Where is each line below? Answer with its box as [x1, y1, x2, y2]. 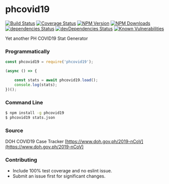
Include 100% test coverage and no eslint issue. [12, 168, 112, 174]
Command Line [5, 99, 43, 106]
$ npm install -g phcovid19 [5, 110, 65, 115]
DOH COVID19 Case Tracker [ [5, 138, 67, 144]
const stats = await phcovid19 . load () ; [14, 77, 98, 83]
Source [5, 127, 24, 134]
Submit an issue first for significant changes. [12, 173, 106, 179]
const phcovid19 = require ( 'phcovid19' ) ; [5, 59, 94, 65]
